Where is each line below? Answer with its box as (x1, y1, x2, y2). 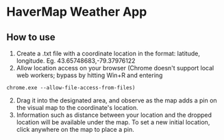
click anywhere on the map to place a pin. (16, 126, 134, 133)
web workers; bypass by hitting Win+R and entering (16, 71, 163, 79)
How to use (6, 31, 55, 43)
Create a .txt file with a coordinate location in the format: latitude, (16, 49, 200, 57)
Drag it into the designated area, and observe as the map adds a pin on (16, 96, 217, 104)
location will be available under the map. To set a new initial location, (16, 118, 210, 126)
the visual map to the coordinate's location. (16, 104, 138, 111)
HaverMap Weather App (6, 4, 147, 20)
